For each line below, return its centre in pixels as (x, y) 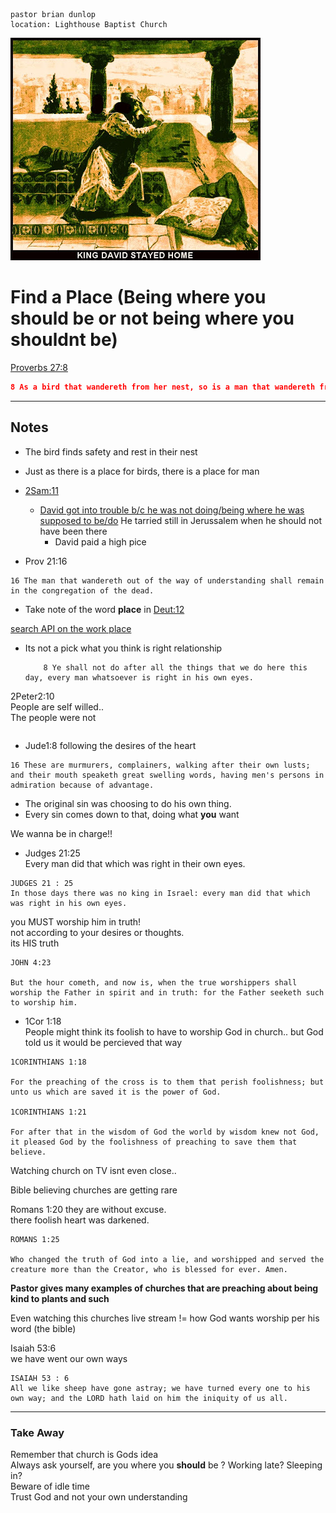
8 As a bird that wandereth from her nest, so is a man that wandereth (163, 387)
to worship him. (44, 1002)
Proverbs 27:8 (39, 367)
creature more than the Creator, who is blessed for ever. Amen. (149, 1269)
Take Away (37, 1432)
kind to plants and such (60, 1298)
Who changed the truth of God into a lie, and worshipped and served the (167, 1259)
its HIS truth (35, 943)
